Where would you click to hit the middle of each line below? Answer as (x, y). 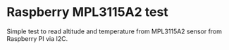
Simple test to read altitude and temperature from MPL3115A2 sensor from (114, 31)
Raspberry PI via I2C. (37, 38)
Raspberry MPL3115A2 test (87, 12)
